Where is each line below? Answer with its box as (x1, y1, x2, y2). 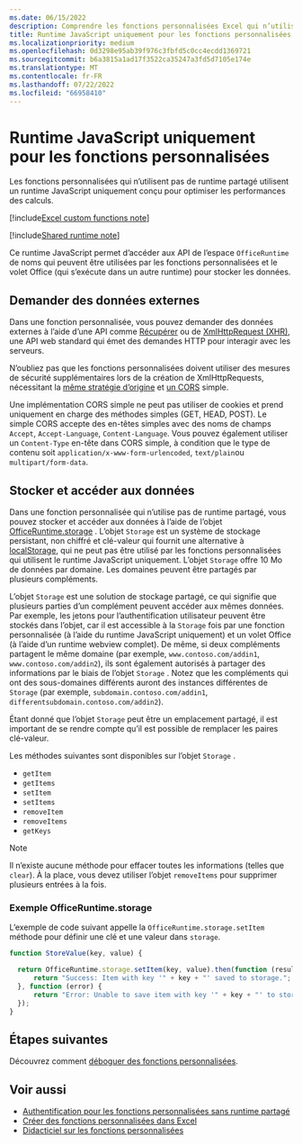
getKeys (22, 827, 51, 836)
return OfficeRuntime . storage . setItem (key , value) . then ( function (17, 965, 268, 975)
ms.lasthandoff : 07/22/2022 (9, 80, 115, 89)
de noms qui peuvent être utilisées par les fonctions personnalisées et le (9, 257, 278, 268)
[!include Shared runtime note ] (9, 230, 120, 241)
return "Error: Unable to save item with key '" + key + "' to (32, 990, 276, 999)
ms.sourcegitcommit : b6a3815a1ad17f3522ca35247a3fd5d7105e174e (9, 55, 252, 64)
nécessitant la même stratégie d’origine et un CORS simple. (9, 382, 229, 392)
